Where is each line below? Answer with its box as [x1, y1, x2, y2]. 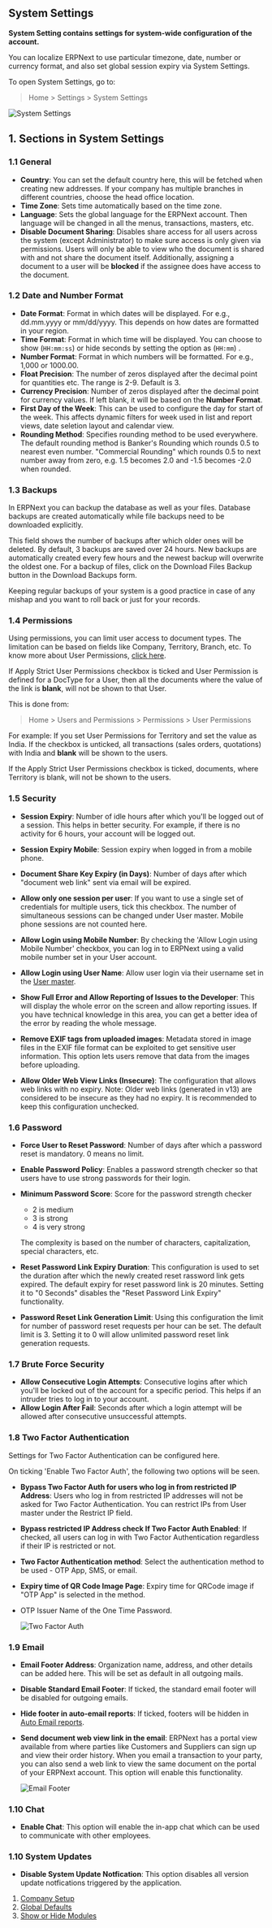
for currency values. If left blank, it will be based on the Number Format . [19, 394, 263, 405]
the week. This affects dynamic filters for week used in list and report [19, 412, 253, 422]
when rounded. [19, 463, 71, 474]
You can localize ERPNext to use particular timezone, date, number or [8, 52, 241, 62]
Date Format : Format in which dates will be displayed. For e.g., [19, 308, 231, 318]
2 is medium [32, 1205, 74, 1214]
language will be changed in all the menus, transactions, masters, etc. [19, 218, 254, 228]
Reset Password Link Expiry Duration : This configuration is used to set [19, 1261, 260, 1271]
